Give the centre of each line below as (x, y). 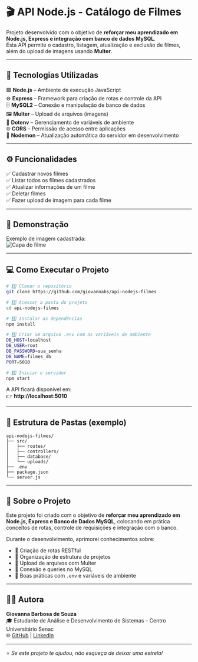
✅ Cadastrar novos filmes (37, 173)
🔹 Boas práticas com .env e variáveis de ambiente (75, 576)
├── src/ (17, 441)
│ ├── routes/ (26, 447)
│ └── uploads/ (27, 462)
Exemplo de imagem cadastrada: (46, 239)
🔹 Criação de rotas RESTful (48, 550)
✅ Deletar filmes (26, 194)
